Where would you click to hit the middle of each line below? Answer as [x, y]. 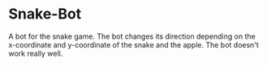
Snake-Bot [45, 14]
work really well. [36, 53]
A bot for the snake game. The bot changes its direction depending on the [132, 36]
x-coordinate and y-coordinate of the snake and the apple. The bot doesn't [134, 44]
